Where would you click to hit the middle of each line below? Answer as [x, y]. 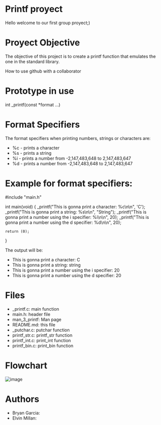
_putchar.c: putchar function [41, 330]
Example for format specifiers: [69, 183]
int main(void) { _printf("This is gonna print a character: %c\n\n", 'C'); [75, 207]
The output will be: [24, 250]
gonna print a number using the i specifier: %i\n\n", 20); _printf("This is [77, 217]
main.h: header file [31, 314]
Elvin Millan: [24, 418]
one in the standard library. [32, 61]
